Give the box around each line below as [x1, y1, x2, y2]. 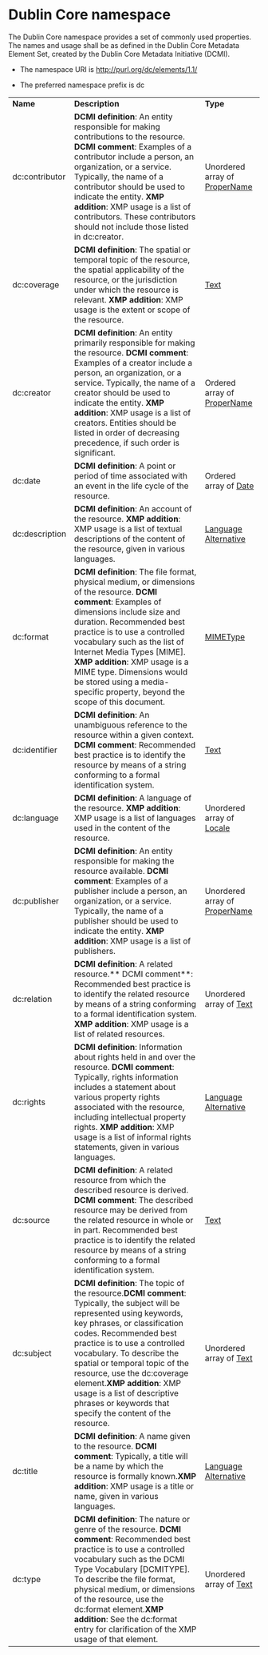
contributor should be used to [73, 181, 186, 192]
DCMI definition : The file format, [73, 566, 197, 577]
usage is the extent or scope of [73, 304, 191, 315]
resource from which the [73, 1174, 166, 1185]
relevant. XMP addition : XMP [73, 294, 183, 305]
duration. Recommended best [73, 616, 185, 627]
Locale [204, 822, 231, 833]
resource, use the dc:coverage [73, 1367, 189, 1378]
